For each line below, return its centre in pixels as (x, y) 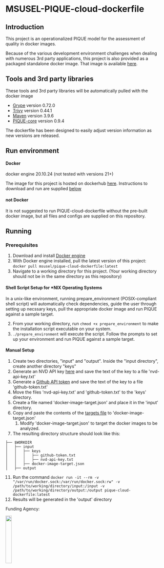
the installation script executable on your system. (62, 329)
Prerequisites (22, 245)
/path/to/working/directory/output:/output (58, 490)
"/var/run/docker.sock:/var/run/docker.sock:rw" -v (66, 482)
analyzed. (30, 428)
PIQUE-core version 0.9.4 (39, 121)
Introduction (25, 27)
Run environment (32, 151)
